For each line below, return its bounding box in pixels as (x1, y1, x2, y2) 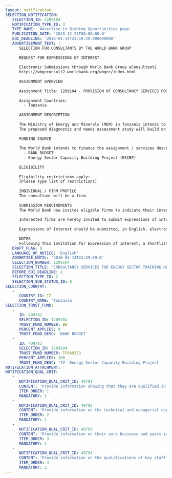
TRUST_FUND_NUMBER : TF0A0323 (18, 350, 81, 356)
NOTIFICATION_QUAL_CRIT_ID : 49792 (18, 403, 93, 408)
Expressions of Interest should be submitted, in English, (18, 226, 147, 232)
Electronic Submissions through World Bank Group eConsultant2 (18, 65, 157, 70)
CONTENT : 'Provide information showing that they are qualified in (18, 384, 166, 389)
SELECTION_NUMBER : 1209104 (12, 260, 70, 265)
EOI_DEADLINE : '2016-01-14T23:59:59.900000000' (12, 36, 116, 41)
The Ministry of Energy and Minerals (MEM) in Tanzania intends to (18, 121, 166, 127)
